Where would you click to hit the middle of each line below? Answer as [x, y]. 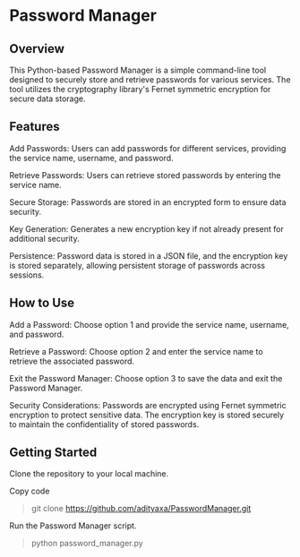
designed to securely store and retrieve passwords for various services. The [150, 80]
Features [34, 127]
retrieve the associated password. [72, 361]
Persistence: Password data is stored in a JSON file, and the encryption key [149, 255]
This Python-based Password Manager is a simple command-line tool [138, 70]
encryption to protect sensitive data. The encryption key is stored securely [147, 415]
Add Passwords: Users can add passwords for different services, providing [148, 148]
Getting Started [53, 453]
